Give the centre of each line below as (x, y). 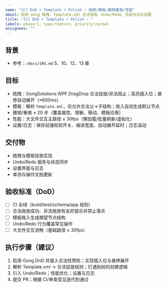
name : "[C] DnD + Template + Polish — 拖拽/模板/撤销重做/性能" (70, 10)
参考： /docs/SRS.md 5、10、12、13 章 (51, 63)
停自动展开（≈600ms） (37, 100)
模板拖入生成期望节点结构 (39, 217)
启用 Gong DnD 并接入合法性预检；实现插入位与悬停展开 (71, 260)
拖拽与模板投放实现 (32, 155)
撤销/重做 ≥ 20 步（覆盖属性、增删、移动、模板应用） (68, 112)
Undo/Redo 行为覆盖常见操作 (43, 224)
